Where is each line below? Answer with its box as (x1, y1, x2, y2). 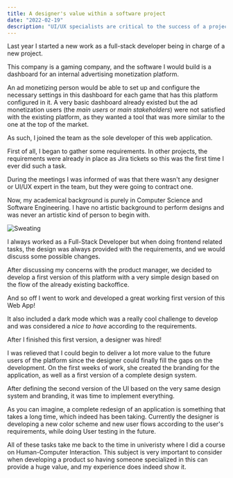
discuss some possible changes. (7, 252, 101, 260)
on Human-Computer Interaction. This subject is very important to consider (7, 448, 223, 457)
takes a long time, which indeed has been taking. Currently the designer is (7, 413, 220, 421)
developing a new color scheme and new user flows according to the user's (7, 420, 224, 428)
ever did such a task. (7, 162, 67, 170)
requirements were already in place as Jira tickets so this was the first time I (7, 154, 224, 163)
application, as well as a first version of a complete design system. (7, 371, 198, 380)
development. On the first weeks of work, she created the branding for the (7, 364, 220, 372)
